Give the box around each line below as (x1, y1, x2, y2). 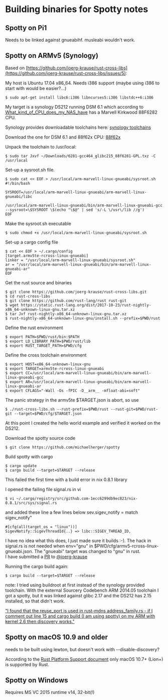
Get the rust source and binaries (5, 279, 72, 285)
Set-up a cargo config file (5, 239, 59, 245)
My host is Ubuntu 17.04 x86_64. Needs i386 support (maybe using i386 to (5, 80, 159, 86)
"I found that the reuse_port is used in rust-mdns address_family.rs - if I (5, 607, 153, 613)
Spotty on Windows (5, 676, 69, 685)
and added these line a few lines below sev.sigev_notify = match (5, 509, 138, 515)
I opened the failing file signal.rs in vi (5, 486, 81, 492)
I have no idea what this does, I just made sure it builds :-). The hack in (5, 537, 151, 543)
